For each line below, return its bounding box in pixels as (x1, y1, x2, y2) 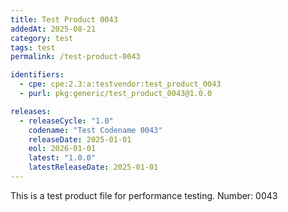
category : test (10, 33, 74, 43)
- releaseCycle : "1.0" (19, 116, 114, 126)
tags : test (10, 42, 56, 53)
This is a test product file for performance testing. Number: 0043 (10, 189, 278, 201)
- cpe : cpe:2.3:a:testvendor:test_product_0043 (19, 79, 222, 90)
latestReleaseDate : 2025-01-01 (28, 162, 159, 173)
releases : (10, 106, 52, 116)
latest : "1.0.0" (28, 153, 97, 163)
